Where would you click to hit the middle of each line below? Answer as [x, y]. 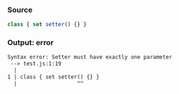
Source [20, 10]
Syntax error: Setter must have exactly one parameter [90, 57]
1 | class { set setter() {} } [53, 77]
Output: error [31, 42]
